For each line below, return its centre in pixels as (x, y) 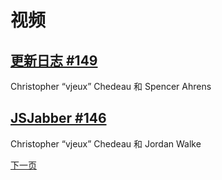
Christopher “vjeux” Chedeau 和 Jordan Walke (106, 143)
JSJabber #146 (58, 118)
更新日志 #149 (54, 60)
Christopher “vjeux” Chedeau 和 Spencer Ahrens (111, 86)
